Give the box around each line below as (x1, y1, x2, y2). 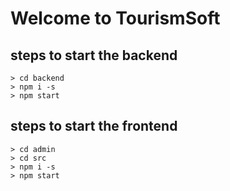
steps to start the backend (10, 47, 178, 64)
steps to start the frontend (10, 118, 178, 135)
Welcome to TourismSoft (10, 7, 221, 30)
